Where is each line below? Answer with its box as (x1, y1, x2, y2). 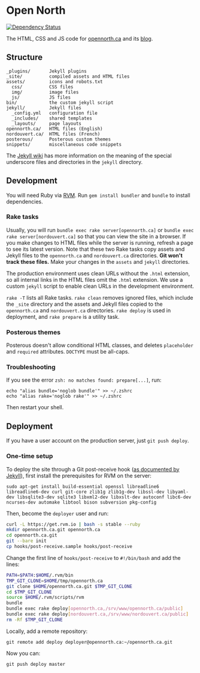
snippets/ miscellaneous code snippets (6, 141, 122, 147)
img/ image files (11, 89, 79, 95)
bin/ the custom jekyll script (6, 99, 114, 105)
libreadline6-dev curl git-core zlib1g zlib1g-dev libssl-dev (6, 489, 165, 495)
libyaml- (166, 489, 189, 495)
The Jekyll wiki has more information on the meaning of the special (6, 152, 172, 159)
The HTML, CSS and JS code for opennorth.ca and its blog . (6, 35, 153, 42)
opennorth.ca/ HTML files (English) (6, 126, 103, 132)
